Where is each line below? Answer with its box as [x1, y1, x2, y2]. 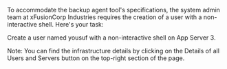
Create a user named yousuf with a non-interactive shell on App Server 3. [7, 33, 216, 42]
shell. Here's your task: [39, 20, 104, 28]
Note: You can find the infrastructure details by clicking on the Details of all [7, 47, 220, 55]
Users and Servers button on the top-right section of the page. [7, 54, 185, 62]
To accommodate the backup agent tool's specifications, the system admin [7, 6, 220, 14]
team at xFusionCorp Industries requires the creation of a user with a [7, 13, 202, 21]
